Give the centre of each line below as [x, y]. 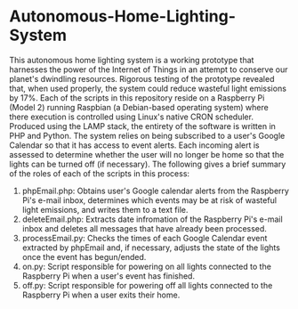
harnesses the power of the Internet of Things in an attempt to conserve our [149, 69]
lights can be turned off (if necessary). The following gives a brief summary [148, 164]
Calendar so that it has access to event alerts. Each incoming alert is [134, 145]
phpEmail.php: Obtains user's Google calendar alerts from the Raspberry [155, 191]
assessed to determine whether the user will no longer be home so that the [147, 154]
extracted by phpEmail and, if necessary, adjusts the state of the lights [151, 248]
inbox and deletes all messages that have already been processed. [144, 228]
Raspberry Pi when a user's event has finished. [109, 276]
